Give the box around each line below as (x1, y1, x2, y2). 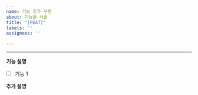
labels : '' (6, 25, 33, 31)
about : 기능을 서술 (6, 14, 48, 20)
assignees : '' (6, 30, 41, 36)
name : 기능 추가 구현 (6, 8, 52, 15)
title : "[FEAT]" (6, 19, 46, 25)
